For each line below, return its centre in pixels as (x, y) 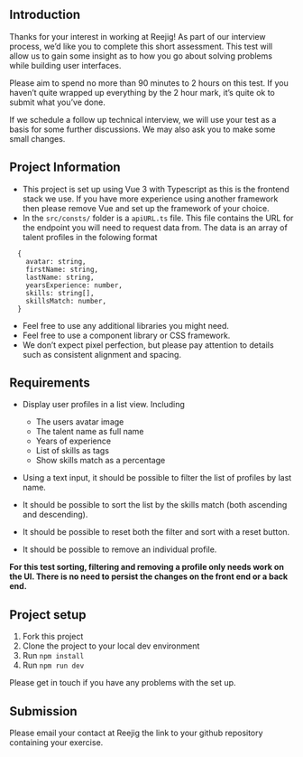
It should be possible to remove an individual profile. (119, 549)
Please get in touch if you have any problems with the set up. (123, 683)
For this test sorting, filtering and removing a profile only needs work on (147, 567)
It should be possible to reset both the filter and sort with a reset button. (156, 532)
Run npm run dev (53, 665)
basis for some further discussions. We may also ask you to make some (142, 129)
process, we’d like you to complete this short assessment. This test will (141, 46)
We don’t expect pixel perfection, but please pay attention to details (148, 345)
